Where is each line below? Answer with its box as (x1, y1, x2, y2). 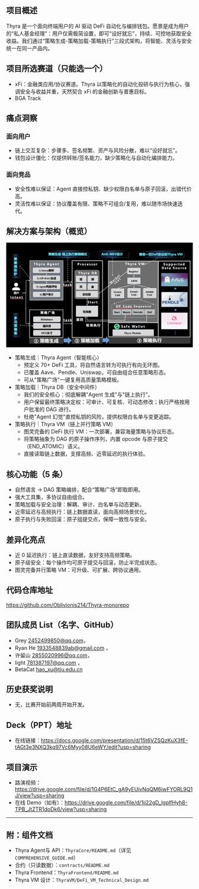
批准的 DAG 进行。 (28, 406, 74, 413)
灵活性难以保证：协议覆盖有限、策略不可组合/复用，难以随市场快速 (14, 200, 178, 207)
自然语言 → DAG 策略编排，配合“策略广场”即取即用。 (14, 486, 144, 493)
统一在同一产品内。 (6, 44, 53, 51)
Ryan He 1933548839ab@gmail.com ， (14, 644, 111, 651)
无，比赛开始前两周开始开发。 (14, 701, 88, 708)
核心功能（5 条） (6, 469, 68, 479)
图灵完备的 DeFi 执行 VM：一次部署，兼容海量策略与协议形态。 (23, 428, 178, 435)
